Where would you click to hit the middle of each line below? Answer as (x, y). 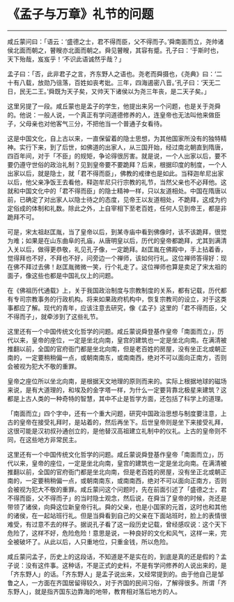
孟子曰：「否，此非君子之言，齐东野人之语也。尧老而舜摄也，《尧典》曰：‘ (112, 73)
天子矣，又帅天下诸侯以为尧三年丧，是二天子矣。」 (138, 91)
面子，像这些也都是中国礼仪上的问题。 (62, 275)
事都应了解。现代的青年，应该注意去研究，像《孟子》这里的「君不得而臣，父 (117, 307)
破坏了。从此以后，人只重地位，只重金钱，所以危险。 (95, 541)
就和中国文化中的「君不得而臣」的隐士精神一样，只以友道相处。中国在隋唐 (114, 191)
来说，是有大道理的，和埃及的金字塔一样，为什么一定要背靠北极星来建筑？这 (117, 390)
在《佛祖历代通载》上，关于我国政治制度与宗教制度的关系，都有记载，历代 (114, 290)
